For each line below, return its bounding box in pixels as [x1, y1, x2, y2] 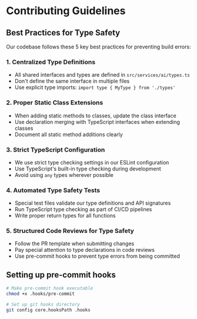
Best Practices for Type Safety [6, 28, 121, 38]
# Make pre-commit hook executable [6, 285, 94, 291]
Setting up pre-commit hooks [6, 269, 116, 279]
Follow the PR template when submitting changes [14, 240, 135, 247]
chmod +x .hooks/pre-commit [6, 291, 75, 297]
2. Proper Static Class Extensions [6, 98, 103, 107]
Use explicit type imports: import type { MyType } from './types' [14, 84, 176, 91]
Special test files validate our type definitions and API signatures [14, 199, 171, 207]
